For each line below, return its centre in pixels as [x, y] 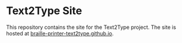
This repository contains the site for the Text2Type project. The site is [91, 27]
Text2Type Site [44, 11]
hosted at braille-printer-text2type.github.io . [60, 33]
